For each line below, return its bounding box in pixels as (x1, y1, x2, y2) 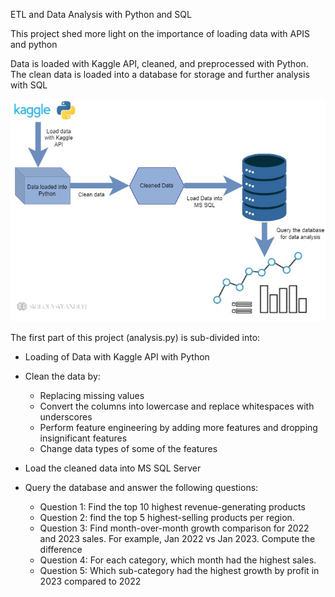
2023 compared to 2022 (39, 575, 142, 588)
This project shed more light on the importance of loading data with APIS (10, 28, 310, 39)
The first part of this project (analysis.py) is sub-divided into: (10, 332, 261, 344)
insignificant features (39, 432, 128, 444)
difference (39, 544, 83, 556)
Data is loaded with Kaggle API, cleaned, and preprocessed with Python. (10, 58, 309, 69)
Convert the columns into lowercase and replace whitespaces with (39, 400, 315, 413)
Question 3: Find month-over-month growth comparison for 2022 (39, 522, 310, 534)
